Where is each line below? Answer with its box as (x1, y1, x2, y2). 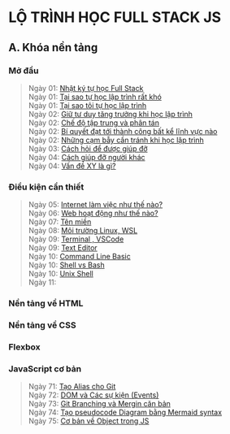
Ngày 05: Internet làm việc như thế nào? (28, 200, 163, 210)
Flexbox (8, 341, 41, 353)
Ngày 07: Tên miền (28, 217, 92, 227)
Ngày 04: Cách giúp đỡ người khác (28, 152, 145, 162)
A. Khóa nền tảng (8, 41, 98, 54)
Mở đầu (8, 65, 39, 76)
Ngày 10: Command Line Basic (28, 252, 132, 262)
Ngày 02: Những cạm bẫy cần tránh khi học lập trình (28, 135, 205, 145)
